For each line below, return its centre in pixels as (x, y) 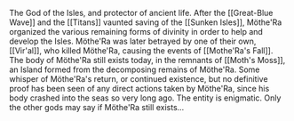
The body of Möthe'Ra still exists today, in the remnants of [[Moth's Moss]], (147, 60)
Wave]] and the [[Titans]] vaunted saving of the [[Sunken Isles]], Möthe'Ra (146, 22)
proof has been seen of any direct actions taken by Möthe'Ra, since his (139, 89)
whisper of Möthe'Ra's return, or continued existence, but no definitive (139, 79)
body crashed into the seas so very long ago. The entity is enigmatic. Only (145, 98)
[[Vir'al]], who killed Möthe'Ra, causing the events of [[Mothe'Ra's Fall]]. (141, 51)
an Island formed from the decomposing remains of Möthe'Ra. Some (135, 69)
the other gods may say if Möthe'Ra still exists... (97, 107)
